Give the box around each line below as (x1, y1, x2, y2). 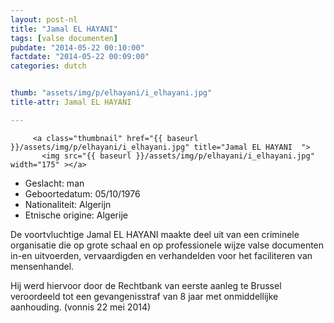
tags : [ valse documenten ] (10, 33, 118, 43)
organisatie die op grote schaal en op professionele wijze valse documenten (10, 239, 325, 251)
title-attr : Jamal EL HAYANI (10, 97, 132, 107)
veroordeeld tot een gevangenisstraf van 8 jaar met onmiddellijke (10, 290, 279, 302)
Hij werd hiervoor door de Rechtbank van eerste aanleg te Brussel (10, 279, 282, 291)
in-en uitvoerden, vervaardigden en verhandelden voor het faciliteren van (10, 249, 313, 261)
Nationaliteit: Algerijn (24, 198, 112, 210)
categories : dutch (10, 61, 87, 71)
